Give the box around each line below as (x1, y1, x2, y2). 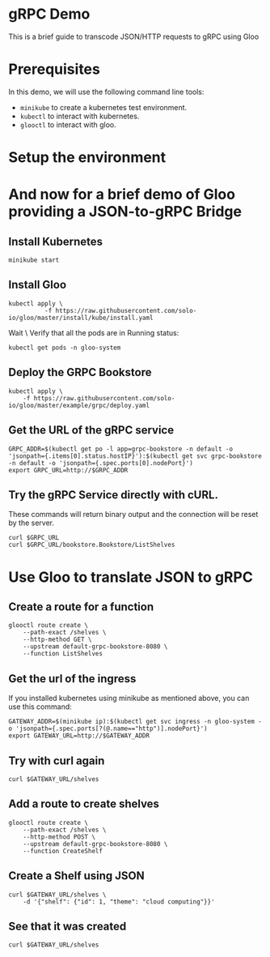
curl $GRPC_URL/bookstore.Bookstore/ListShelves (8, 540, 175, 549)
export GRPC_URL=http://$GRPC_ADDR (8, 466, 129, 474)
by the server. (8, 518, 55, 528)
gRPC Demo (8, 5, 91, 23)
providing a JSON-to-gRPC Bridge (8, 203, 243, 221)
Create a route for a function (8, 600, 154, 613)
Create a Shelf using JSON (8, 869, 146, 883)
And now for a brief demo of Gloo (8, 186, 236, 203)
